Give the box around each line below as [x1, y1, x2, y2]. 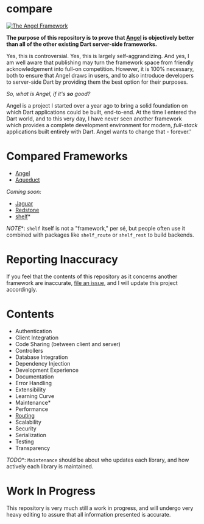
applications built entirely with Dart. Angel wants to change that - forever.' [6, 128, 191, 135]
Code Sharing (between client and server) [15, 340, 121, 347]
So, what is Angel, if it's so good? [6, 90, 91, 97]
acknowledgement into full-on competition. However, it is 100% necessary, [6, 65, 194, 72]
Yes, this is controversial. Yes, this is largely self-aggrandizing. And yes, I [6, 52, 190, 59]
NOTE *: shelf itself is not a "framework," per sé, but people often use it [6, 224, 186, 232]
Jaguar [15, 199, 33, 207]
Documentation [15, 372, 54, 380]
